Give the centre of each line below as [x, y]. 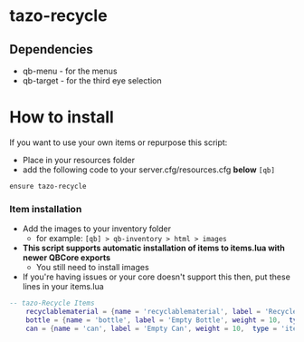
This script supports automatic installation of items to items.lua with [153, 248]
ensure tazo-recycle [48, 186]
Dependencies [51, 49]
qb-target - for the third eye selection [92, 81]
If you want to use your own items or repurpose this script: [119, 142]
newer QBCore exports [66, 258]
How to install [62, 117]
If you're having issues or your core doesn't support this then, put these [157, 277]
